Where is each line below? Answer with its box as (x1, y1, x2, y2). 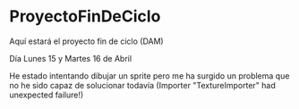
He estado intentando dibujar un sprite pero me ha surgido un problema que (9, 70, 290, 81)
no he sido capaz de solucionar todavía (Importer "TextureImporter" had (9, 80, 276, 90)
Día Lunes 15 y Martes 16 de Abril (9, 53, 132, 63)
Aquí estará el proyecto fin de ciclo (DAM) (9, 36, 164, 46)
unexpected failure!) (9, 89, 84, 100)
